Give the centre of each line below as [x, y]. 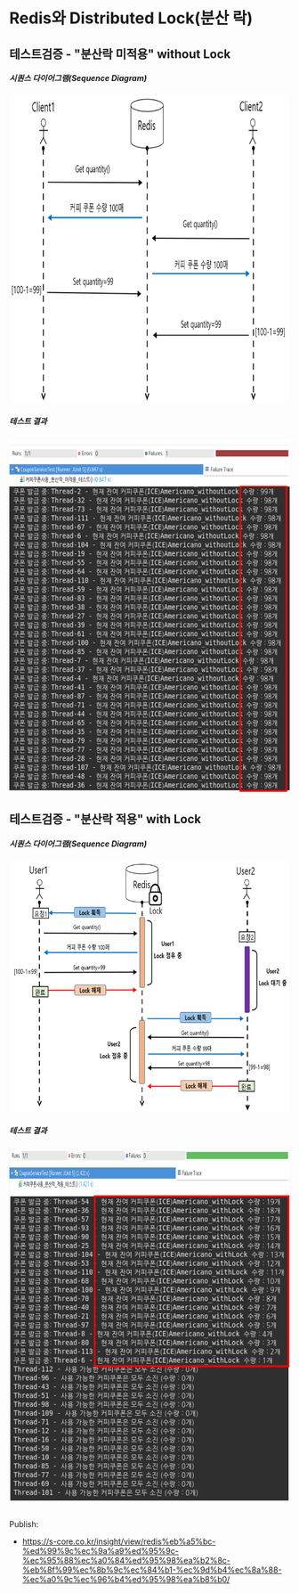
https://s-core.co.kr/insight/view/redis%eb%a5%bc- [119, 1541]
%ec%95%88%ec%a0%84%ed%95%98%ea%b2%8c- [126, 1561]
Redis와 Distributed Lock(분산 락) [131, 18]
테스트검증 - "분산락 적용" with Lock [105, 819]
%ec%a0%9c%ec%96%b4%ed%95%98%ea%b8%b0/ [126, 1580]
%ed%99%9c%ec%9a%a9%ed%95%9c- [101, 1551]
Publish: [24, 1524]
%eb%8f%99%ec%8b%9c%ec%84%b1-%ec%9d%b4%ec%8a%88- [152, 1570]
